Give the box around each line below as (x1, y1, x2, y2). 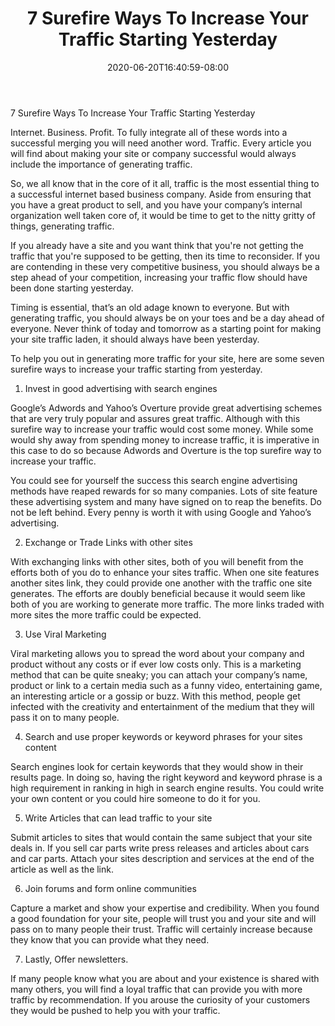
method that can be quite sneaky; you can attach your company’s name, (10, 668, 308, 681)
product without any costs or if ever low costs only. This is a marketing (10, 658, 302, 670)
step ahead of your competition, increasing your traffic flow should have (10, 271, 308, 283)
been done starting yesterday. (10, 282, 134, 294)
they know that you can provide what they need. (10, 933, 210, 946)
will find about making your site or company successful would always (10, 147, 297, 159)
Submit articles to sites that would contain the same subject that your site (10, 831, 313, 843)
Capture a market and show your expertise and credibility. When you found (10, 902, 320, 914)
